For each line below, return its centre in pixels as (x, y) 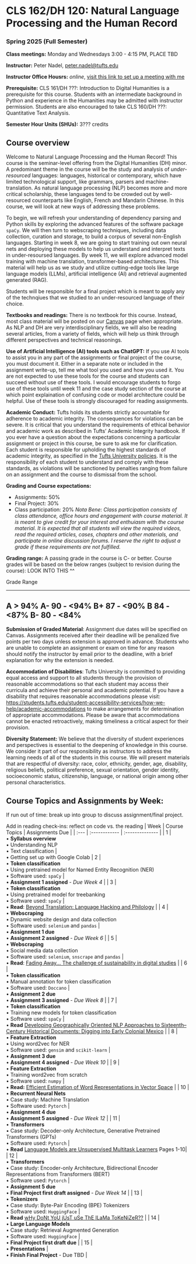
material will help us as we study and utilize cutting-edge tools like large (92, 268)
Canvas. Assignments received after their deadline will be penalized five (93, 635)
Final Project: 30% (37, 504)
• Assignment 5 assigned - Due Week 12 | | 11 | (63, 1118)
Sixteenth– (174, 1025)
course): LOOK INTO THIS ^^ (40, 571)
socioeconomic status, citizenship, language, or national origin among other (97, 776)
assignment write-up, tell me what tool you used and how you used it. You (95, 370)
